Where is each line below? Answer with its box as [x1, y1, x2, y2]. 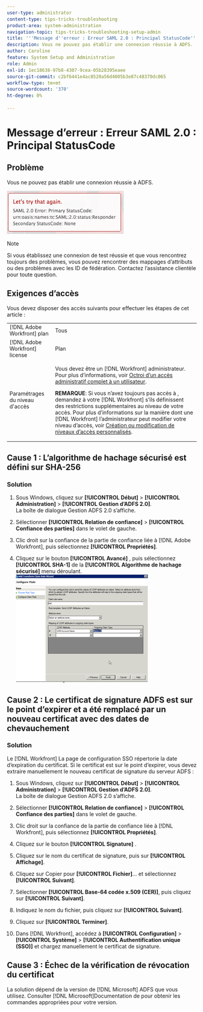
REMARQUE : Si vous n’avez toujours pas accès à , [55, 389, 180, 397]
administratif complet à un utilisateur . [55, 378, 147, 385]
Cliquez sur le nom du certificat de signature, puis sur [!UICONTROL [15, 852, 186, 859]
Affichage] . [15, 858, 45, 866]
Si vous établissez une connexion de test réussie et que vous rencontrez [7, 251, 187, 259]
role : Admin [7, 60, 37, 66]
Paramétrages [9, 390, 45, 397]
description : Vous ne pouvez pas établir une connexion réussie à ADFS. [7, 42, 193, 48]
